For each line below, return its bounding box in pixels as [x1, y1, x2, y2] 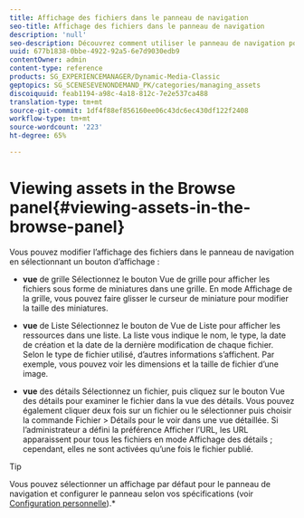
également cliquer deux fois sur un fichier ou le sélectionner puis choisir [22, 405, 292, 416]
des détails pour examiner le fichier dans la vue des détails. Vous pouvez [22, 395, 295, 406]
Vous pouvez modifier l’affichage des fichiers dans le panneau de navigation [9, 246, 295, 257]
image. [22, 368, 49, 379]
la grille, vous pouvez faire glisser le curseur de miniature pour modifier [22, 293, 290, 303]
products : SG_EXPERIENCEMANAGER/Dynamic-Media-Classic [9, 72, 221, 82]
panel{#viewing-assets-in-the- [9, 197, 252, 218]
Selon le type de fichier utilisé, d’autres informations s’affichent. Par [22, 349, 275, 360]
